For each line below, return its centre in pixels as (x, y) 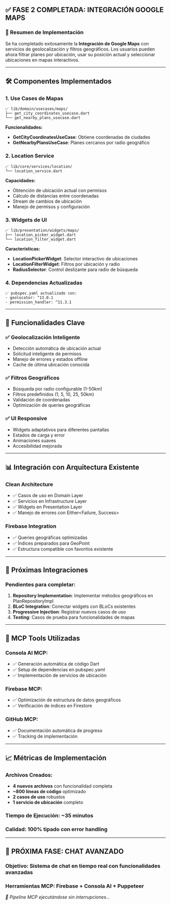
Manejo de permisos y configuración (51, 206)
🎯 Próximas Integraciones (47, 570)
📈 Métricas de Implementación (56, 758)
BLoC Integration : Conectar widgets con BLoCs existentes (74, 606)
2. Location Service (30, 156)
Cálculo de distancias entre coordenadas (56, 195)
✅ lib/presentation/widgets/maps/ (42, 230)
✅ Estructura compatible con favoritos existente (63, 549)
